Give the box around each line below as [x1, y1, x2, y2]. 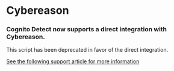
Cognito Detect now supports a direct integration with [6, 25, 167, 34]
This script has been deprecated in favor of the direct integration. [6, 46, 169, 54]
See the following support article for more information [6, 58, 140, 65]
